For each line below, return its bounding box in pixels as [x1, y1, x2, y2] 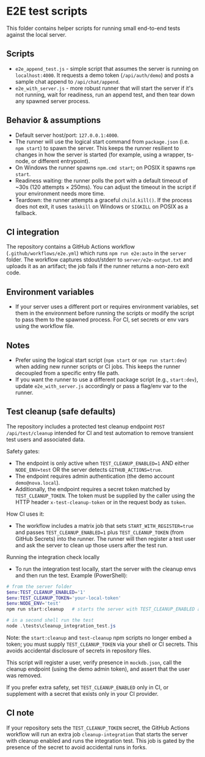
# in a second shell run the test [6, 617, 95, 624]
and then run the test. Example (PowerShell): [15, 571, 128, 579]
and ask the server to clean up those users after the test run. [15, 541, 168, 549]
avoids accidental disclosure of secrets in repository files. [6, 646, 151, 654]
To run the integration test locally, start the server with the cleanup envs [15, 565, 196, 572]
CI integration [6, 227, 60, 237]
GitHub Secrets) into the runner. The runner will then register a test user [15, 535, 196, 542]
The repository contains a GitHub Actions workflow [6, 243, 135, 251]
